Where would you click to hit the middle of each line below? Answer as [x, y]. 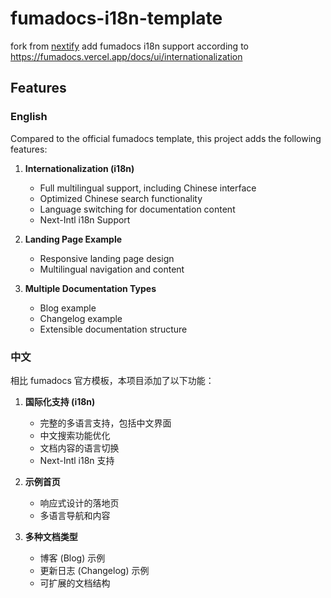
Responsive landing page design [107, 258]
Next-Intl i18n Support [85, 219]
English [29, 117]
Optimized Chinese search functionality [121, 198]
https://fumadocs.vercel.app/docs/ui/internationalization [126, 56]
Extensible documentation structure [113, 329]
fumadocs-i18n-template [116, 18]
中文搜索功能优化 [75, 435]
